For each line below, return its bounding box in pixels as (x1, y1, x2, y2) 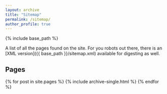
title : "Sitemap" (5, 12, 42, 17)
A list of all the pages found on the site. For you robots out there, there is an (5, 45, 162, 51)
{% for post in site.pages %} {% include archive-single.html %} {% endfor (5, 79, 159, 85)
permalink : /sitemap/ (5, 17, 51, 22)
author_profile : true (5, 21, 51, 27)
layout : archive (5, 7, 39, 13)
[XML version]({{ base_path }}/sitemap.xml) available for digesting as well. (5, 51, 160, 57)
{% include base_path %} (5, 35, 59, 41)
